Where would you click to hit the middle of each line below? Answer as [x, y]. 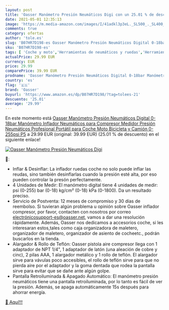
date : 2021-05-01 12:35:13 [33, 19]
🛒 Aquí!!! [14, 302]
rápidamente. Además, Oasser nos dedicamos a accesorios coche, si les [88, 223]
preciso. [21, 196]
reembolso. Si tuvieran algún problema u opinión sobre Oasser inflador [86, 206]
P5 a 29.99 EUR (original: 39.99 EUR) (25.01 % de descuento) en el [90, 134]
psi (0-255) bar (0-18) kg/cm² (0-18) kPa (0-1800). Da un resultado [82, 190]
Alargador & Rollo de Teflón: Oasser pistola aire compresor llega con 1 [85, 244]
